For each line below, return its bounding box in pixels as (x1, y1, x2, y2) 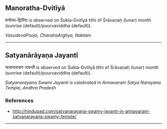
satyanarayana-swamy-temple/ (12, 113, 77, 119)
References (5, 97, 34, 104)
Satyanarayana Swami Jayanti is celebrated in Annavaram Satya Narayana (5, 79, 161, 86)
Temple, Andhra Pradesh (5, 85, 56, 90)
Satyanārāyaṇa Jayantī (5, 51, 79, 60)
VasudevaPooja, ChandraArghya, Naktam (5, 32, 91, 38)
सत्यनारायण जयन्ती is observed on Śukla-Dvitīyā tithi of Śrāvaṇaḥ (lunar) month (5, 64, 159, 70)
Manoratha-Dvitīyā (5, 4, 66, 12)
